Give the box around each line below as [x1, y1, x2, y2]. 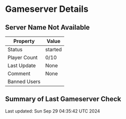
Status [7, 46, 23, 53]
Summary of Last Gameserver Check [5, 95, 122, 103]
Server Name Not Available [5, 23, 90, 32]
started [45, 46, 62, 53]
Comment [7, 70, 31, 77]
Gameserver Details [5, 3, 89, 15]
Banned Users [7, 78, 41, 85]
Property [13, 38, 35, 44]
